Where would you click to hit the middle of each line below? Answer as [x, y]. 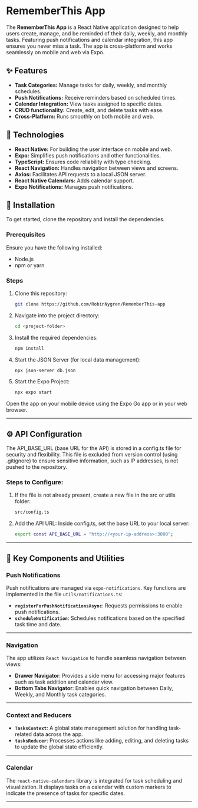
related [23, 734]
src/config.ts [32, 512]
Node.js [24, 259]
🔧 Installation [31, 205]
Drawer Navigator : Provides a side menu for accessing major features [100, 676]
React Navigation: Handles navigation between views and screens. [96, 168]
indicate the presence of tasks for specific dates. [66, 793]
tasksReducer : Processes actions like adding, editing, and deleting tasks [102, 741]
